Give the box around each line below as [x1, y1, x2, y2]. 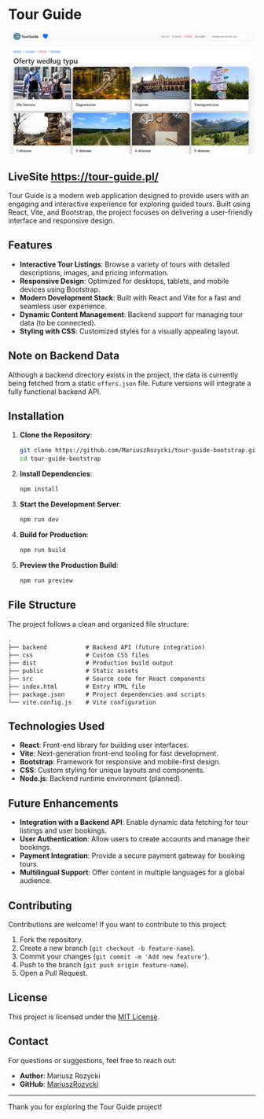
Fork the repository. [19, 934, 84, 944]
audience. [19, 876, 53, 885]
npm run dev [19, 516, 59, 524]
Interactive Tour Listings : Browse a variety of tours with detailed [19, 260, 230, 269]
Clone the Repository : [19, 430, 93, 440]
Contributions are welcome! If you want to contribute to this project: [8, 919, 228, 929]
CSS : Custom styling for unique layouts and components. [19, 765, 206, 775]
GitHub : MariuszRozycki [19, 1079, 99, 1088]
